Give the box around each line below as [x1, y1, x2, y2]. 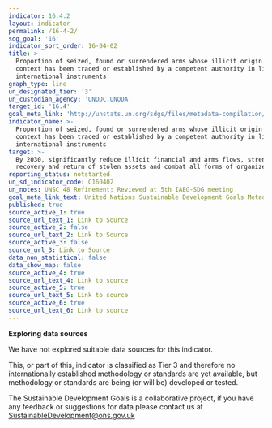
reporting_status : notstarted [8, 171, 111, 179]
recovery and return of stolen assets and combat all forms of [15, 163, 233, 171]
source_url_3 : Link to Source [8, 246, 111, 254]
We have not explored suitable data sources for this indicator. [8, 344, 213, 354]
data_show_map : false [8, 261, 82, 269]
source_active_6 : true [8, 299, 85, 307]
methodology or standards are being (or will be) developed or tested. [8, 377, 239, 387]
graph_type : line [8, 80, 67, 88]
